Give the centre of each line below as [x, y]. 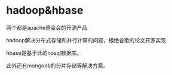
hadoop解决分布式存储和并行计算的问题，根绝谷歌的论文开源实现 [86, 40]
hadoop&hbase [45, 10]
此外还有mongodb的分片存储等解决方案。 [57, 65]
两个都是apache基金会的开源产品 [47, 27]
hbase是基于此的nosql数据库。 [44, 53]
